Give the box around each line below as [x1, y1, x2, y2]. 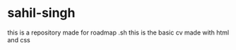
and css [7, 35, 30, 44]
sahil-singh [7, 5, 76, 21]
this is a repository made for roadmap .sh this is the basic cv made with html [7, 28, 230, 37]
